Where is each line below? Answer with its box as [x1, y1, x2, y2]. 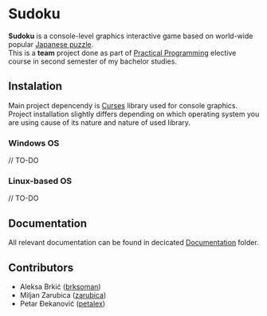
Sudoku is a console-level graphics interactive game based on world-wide [8, 31, 253, 41]
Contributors [8, 260, 74, 275]
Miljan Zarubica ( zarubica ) [19, 290, 107, 299]
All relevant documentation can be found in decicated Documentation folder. [8, 238, 259, 248]
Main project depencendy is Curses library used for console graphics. [8, 100, 238, 110]
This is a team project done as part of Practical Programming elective [8, 48, 237, 57]
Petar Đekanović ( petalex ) [19, 298, 106, 308]
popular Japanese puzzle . [8, 39, 94, 49]
